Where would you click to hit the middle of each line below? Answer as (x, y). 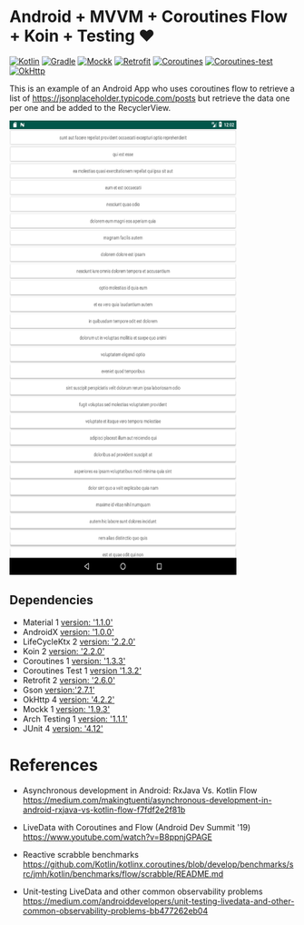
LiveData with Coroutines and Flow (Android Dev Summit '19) (137, 827)
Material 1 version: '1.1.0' (68, 622)
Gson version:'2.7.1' (59, 690)
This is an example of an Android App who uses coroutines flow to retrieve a (152, 88)
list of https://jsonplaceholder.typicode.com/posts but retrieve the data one (150, 98)
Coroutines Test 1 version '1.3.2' (82, 671)
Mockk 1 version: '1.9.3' (66, 709)
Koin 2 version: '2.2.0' (64, 651)
